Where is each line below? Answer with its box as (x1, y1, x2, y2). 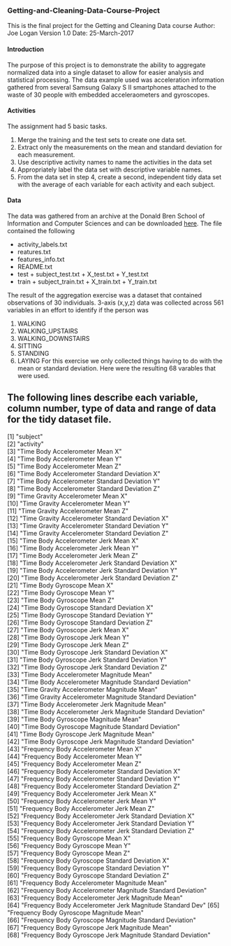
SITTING (17, 342, 43, 350)
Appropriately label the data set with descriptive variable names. (17, 165, 203, 174)
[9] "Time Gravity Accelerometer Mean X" (7, 492, 128, 500)
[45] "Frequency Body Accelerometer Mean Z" (7, 759, 142, 768)
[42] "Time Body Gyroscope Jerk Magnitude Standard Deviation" (7, 737, 195, 746)
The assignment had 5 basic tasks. (7, 122, 107, 130)
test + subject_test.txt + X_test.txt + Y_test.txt (17, 270, 149, 278)
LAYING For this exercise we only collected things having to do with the (17, 356, 223, 365)
